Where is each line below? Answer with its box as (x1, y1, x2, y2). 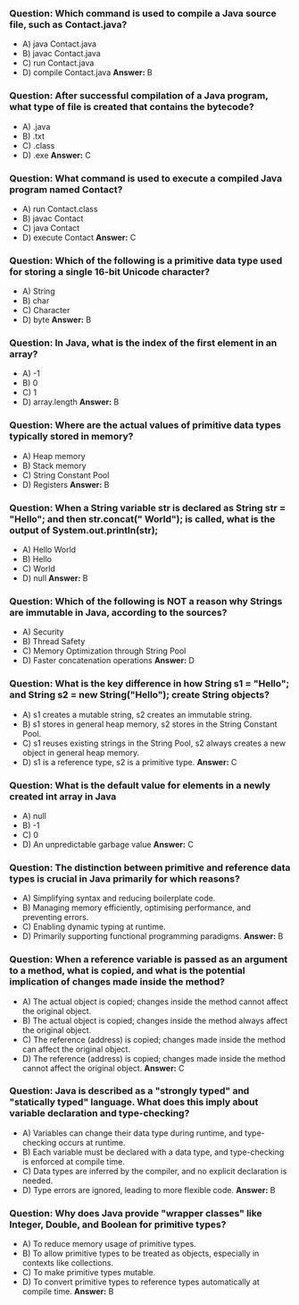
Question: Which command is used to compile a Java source (9, 7, 277, 20)
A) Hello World (21, 544, 77, 555)
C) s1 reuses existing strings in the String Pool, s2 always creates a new (21, 738, 287, 748)
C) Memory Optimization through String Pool (21, 645, 187, 656)
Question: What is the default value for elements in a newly (9, 779, 270, 791)
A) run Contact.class (21, 203, 98, 214)
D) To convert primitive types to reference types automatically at (21, 1276, 261, 1287)
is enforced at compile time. (21, 1156, 125, 1166)
